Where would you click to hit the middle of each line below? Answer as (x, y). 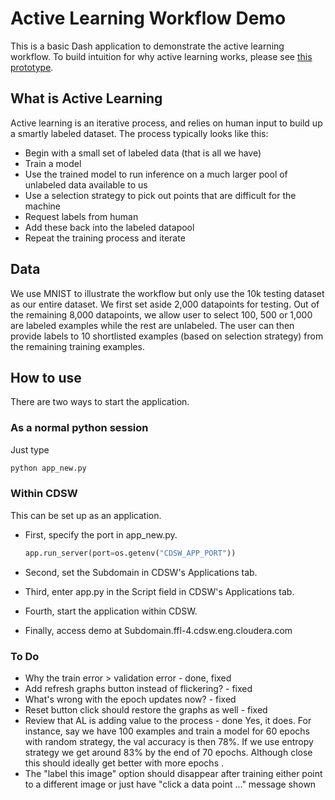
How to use (46, 377)
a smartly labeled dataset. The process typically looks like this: (139, 133)
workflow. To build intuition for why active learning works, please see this (161, 56)
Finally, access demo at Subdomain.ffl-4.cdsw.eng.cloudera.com (158, 630)
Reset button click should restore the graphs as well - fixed (146, 710)
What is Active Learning (86, 98)
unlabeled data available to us (86, 184)
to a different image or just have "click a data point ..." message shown (170, 784)
